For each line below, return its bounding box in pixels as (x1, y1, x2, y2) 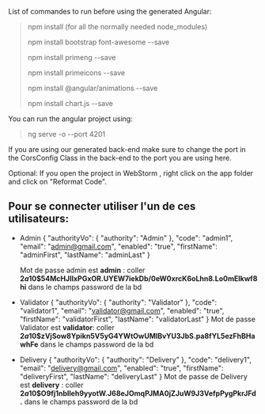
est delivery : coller (19, 380, 84, 389)
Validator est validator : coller (19, 322, 115, 332)
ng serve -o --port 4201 (27, 130, 106, 139)
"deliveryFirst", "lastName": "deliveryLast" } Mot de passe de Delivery (19, 371, 248, 381)
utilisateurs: (8, 212, 70, 226)
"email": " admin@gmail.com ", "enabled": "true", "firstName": (19, 241, 218, 251)
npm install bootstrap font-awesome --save (27, 37, 170, 47)
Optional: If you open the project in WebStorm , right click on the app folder (8, 169, 254, 177)
